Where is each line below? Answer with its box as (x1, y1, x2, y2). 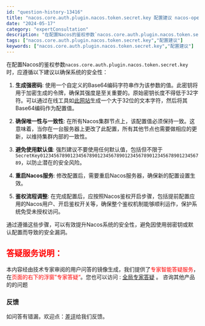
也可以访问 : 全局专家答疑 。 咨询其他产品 (91, 273, 195, 281)
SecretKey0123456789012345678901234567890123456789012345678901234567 (15, 153, 199, 159)
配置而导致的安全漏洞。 (11, 228, 71, 236)
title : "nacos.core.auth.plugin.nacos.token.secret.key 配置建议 (6, 15, 173, 21)
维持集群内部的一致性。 (31, 132, 90, 140)
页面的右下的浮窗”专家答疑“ (12, 273, 81, 281)
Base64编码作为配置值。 (15, 104, 78, 112)
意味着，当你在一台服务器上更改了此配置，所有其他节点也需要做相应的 (15, 125, 192, 132)
